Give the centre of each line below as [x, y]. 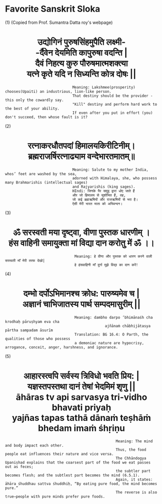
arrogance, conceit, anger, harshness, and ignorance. [62, 347]
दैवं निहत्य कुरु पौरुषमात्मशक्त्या [81, 63]
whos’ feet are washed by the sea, [41, 174]
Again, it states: [134, 479]
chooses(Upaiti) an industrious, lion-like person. [58, 91]
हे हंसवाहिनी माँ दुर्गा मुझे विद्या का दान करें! [106, 265]
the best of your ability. [32, 108]
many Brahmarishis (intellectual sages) [47, 182]
